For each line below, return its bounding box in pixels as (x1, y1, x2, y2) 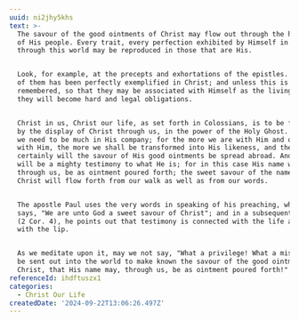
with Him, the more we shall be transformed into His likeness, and (17, 143, 277, 152)
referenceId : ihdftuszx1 (9, 273, 101, 283)
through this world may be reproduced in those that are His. (17, 46, 253, 55)
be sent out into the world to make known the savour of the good (17, 257, 269, 267)
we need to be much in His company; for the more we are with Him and (17, 135, 285, 144)
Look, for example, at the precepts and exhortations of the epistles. (17, 70, 289, 79)
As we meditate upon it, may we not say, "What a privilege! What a (17, 249, 277, 258)
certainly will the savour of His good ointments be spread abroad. (17, 152, 277, 161)
